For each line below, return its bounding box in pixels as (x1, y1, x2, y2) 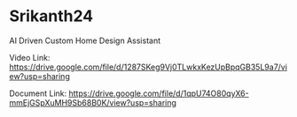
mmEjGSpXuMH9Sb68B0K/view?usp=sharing (9, 97, 177, 107)
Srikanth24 (9, 6, 94, 26)
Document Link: (9, 88, 67, 99)
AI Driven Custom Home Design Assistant (9, 35, 161, 46)
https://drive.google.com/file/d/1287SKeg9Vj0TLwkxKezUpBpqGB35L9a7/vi (9, 62, 288, 72)
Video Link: (9, 52, 51, 62)
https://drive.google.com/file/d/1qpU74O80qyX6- (68, 88, 250, 99)
